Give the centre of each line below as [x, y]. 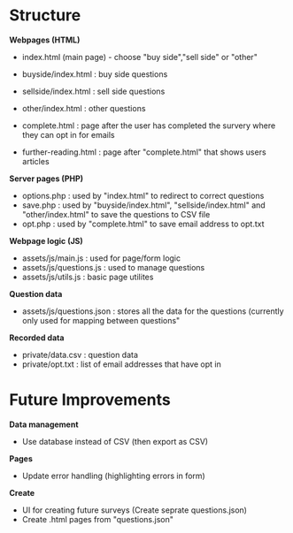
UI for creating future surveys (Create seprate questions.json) [135, 510]
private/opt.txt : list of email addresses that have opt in [121, 364]
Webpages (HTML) [45, 40]
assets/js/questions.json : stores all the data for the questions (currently [153, 311]
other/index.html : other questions [84, 108]
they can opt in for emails [68, 134]
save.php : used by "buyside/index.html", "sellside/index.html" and [143, 205]
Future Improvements [90, 400]
